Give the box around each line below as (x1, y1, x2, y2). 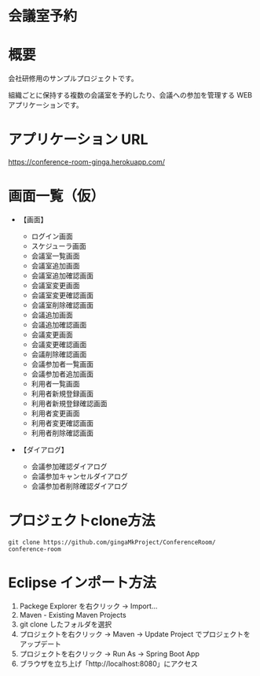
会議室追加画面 (31, 261, 80, 270)
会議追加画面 (31, 310, 73, 320)
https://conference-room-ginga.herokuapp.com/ (8, 157, 166, 167)
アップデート (19, 639, 61, 648)
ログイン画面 (31, 231, 73, 241)
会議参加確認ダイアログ (31, 462, 108, 471)
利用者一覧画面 (31, 379, 80, 388)
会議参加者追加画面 (31, 369, 94, 379)
